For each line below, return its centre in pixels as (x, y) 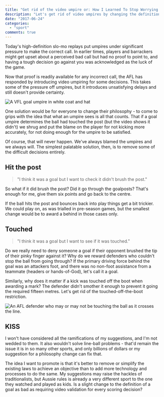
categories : (17, 23)
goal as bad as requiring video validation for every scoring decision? (74, 390)
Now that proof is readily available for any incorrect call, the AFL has (74, 77)
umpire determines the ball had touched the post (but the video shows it (78, 122)
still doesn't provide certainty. (35, 92)
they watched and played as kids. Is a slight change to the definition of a (78, 384)
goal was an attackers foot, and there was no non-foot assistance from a (78, 266)
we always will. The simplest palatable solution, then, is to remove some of (80, 147)
